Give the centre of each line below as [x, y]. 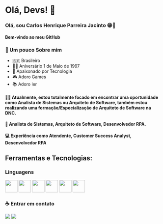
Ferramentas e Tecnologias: [49, 158]
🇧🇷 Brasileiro [26, 60]
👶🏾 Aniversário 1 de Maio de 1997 [46, 66]
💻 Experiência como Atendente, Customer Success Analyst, [68, 136]
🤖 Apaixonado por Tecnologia [42, 71]
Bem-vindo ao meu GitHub [33, 37]
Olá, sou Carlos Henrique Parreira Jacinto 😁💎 [60, 26]
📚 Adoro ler [25, 84]
